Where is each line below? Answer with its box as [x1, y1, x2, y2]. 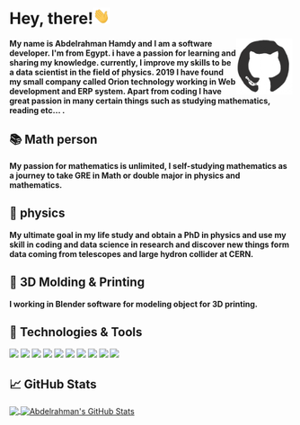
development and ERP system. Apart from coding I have [9, 86, 222, 97]
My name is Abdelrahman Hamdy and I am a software [9, 39, 213, 49]
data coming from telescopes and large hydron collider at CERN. [9, 248, 254, 259]
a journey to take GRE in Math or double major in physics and [9, 170, 241, 181]
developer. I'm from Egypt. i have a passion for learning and [9, 48, 236, 58]
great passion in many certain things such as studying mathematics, [9, 95, 271, 106]
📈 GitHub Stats [9, 376, 97, 392]
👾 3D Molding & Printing [9, 275, 146, 290]
